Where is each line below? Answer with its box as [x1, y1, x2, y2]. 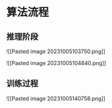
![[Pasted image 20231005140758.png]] [6, 95, 106, 102]
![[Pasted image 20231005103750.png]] [6, 48, 106, 55]
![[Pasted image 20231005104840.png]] [6, 60, 107, 66]
